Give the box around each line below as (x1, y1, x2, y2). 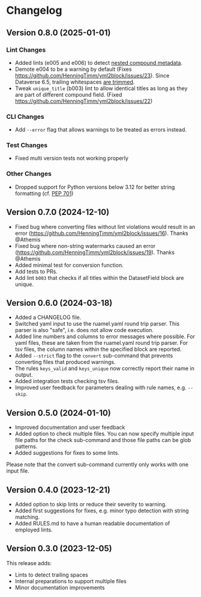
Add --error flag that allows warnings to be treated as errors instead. (14, 126, 187, 133)
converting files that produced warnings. (14, 359, 116, 366)
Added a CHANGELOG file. (14, 314, 82, 321)
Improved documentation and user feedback (14, 424, 125, 431)
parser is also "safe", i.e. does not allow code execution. (14, 327, 154, 334)
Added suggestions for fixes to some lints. (14, 449, 120, 456)
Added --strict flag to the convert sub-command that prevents (14, 352, 173, 359)
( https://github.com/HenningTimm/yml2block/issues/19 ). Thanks (14, 249, 175, 256)
